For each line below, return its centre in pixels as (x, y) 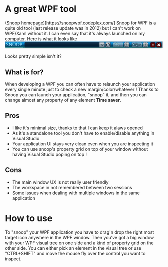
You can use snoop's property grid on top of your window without (80, 149)
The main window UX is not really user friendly (60, 182)
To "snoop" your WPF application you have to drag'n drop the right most (80, 232)
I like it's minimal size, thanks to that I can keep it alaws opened (78, 128)
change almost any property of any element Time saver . (63, 100)
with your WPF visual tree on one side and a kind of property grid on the (79, 243)
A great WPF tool (41, 9)
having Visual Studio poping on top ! (50, 154)
